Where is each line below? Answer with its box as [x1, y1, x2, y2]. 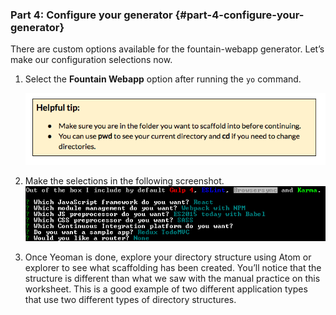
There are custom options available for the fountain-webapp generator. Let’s [10, 43, 325, 55]
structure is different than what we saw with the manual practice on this [24, 273, 321, 285]
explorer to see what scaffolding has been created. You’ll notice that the [24, 262, 322, 274]
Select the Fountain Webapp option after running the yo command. [24, 73, 302, 85]
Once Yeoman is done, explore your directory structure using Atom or [24, 251, 312, 263]
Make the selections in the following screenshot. [24, 175, 225, 187]
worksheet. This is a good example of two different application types [24, 283, 308, 295]
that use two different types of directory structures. [24, 294, 237, 306]
